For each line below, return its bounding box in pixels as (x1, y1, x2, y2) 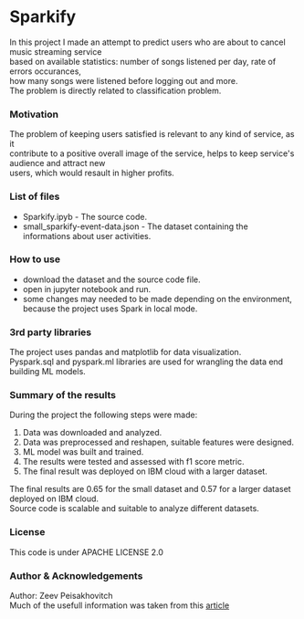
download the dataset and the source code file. (22, 274, 201, 285)
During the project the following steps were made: (9, 409, 198, 421)
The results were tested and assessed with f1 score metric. (22, 456, 245, 467)
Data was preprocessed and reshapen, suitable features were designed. (22, 436, 295, 448)
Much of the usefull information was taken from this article (9, 600, 230, 611)
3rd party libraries (9, 326, 92, 339)
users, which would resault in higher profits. (9, 167, 175, 179)
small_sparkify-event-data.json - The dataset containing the (22, 221, 248, 232)
